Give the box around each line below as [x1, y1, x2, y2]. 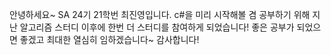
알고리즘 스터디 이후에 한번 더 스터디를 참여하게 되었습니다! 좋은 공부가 [19, 21, 295, 33]
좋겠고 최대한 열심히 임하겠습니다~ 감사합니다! [19, 34, 200, 45]
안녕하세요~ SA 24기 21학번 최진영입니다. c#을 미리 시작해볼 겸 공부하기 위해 [9, 9, 311, 20]
